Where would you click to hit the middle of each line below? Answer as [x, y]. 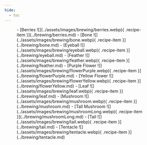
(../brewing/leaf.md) [37, 96]
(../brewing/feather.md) [40, 66]
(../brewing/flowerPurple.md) [45, 76]
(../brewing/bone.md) [38, 45]
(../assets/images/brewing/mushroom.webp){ [62, 101]
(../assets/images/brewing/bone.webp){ [56, 40]
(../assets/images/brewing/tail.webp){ [54, 122]
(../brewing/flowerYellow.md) [45, 86]
